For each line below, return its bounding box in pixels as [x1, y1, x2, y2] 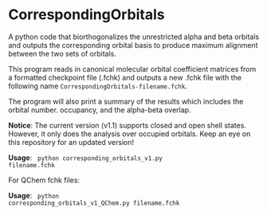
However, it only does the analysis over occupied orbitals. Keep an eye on [8, 129, 251, 139]
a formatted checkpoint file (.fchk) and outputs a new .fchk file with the [8, 72, 241, 82]
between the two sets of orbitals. [8, 49, 117, 58]
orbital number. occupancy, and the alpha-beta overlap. [8, 105, 191, 115]
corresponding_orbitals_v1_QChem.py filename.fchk [8, 199, 180, 207]
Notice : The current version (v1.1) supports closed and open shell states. [8, 120, 247, 130]
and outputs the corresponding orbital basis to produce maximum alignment [8, 40, 258, 49]
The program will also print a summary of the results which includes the [8, 96, 244, 106]
